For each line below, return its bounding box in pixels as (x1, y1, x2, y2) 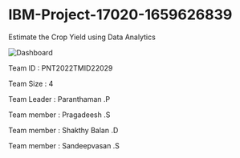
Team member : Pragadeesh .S (8, 110, 111, 120)
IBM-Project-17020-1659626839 (8, 6, 233, 24)
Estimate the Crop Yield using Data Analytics (8, 32, 157, 42)
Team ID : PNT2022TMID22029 (8, 63, 113, 73)
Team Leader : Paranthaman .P (8, 94, 111, 103)
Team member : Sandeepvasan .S (8, 140, 120, 150)
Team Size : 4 (8, 79, 54, 88)
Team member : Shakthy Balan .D (8, 125, 119, 135)
